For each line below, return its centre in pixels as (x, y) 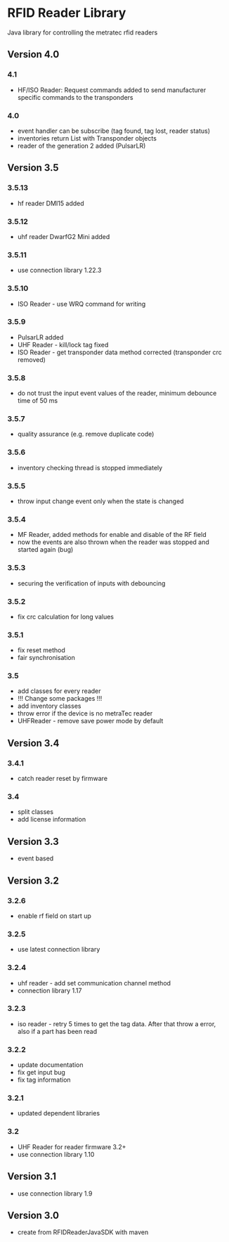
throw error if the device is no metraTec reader (85, 713)
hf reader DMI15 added (51, 203)
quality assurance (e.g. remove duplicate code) (86, 434)
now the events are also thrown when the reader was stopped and (113, 542)
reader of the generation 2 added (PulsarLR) (81, 145)
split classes (35, 812)
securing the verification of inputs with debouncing (91, 583)
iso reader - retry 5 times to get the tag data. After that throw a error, (117, 1023)
